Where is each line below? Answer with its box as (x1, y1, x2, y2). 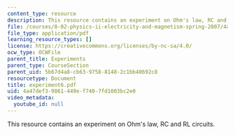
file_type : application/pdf (7, 29, 90, 37)
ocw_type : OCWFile (7, 49, 61, 56)
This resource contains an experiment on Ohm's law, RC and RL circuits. (7, 120, 215, 128)
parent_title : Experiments (7, 56, 86, 63)
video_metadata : (7, 95, 55, 102)
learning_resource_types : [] (7, 36, 92, 43)
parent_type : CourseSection (7, 62, 90, 69)
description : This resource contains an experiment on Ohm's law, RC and (7, 17, 227, 24)
